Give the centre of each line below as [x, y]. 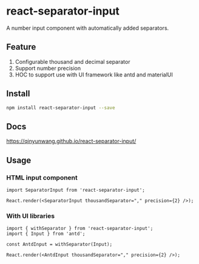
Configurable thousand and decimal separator [73, 61]
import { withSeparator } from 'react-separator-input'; [80, 229]
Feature [21, 47]
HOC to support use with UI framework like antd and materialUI [94, 75]
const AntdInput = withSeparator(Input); [59, 245]
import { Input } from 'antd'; [46, 234]
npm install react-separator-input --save [61, 107]
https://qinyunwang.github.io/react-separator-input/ [71, 141]
